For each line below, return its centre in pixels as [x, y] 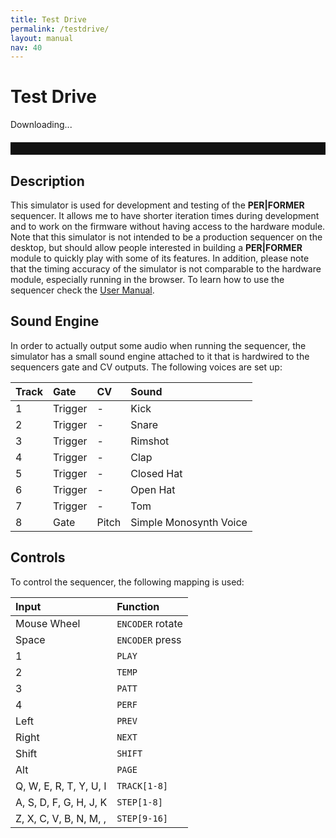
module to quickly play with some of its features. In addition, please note [160, 258]
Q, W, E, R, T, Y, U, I [61, 786]
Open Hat [153, 489]
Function [138, 606]
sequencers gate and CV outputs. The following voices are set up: [146, 367]
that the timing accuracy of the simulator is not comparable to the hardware [166, 269]
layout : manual [42, 38]
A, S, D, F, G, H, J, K [61, 802]
